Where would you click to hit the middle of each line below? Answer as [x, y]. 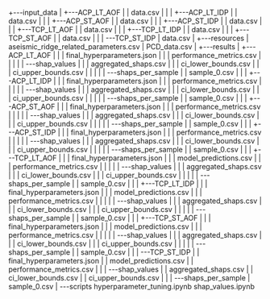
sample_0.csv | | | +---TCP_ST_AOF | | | [145, 218]
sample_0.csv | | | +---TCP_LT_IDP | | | [144, 184]
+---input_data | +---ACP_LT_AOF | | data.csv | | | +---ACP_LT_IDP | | [123, 12]
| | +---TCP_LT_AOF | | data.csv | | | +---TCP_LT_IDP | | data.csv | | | [121, 29]
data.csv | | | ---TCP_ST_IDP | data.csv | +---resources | [155, 38]
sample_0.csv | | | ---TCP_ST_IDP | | [140, 252]
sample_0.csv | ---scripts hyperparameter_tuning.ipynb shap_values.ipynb [132, 287]
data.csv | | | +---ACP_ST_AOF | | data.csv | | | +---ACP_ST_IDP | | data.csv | [135, 21]
